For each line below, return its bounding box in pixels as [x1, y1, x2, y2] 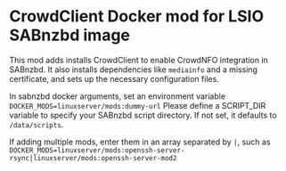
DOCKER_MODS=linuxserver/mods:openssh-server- [9, 145, 185, 155]
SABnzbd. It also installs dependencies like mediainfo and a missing [9, 64, 258, 75]
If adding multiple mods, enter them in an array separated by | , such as [9, 136, 271, 147]
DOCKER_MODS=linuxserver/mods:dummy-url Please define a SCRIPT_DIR [9, 100, 266, 110]
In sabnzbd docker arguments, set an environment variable [9, 91, 225, 102]
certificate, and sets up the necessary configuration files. [9, 73, 220, 84]
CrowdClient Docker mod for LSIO [9, 6, 265, 27]
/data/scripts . [9, 118, 64, 130]
